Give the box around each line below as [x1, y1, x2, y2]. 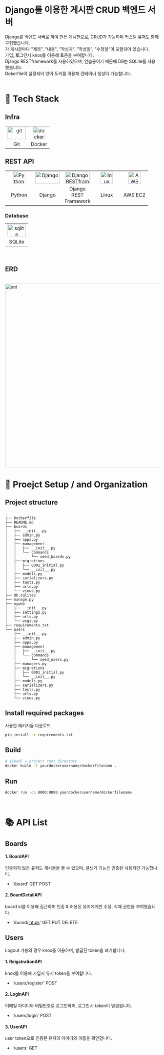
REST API [5, 157, 34, 166]
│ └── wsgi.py [5, 618, 38, 623]
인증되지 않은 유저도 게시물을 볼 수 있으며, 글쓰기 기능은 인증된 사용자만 [5, 865, 141, 871]
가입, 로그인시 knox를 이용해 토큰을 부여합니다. [5, 52, 94, 58]
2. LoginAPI [5, 991, 29, 997]
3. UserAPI [5, 1024, 27, 1030]
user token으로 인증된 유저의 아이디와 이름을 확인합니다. [5, 1035, 112, 1041]
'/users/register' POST [12, 980, 58, 986]
